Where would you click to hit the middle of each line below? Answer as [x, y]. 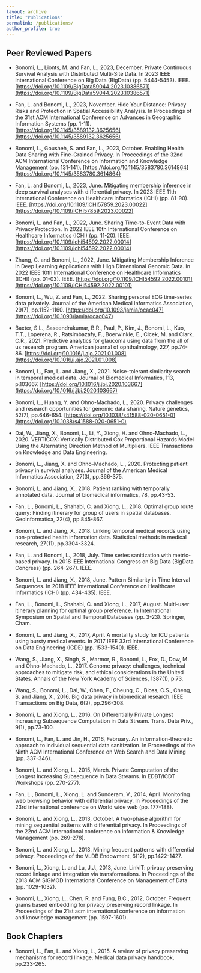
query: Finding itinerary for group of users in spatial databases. [93, 513]
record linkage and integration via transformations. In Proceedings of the [105, 874]
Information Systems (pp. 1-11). [53, 124]
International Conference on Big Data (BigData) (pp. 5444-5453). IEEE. [102, 80]
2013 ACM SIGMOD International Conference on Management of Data [101, 880]
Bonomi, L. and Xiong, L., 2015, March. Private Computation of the [97, 770]
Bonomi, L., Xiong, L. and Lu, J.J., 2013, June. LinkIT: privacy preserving [104, 868]
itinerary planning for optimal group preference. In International [93, 610]
